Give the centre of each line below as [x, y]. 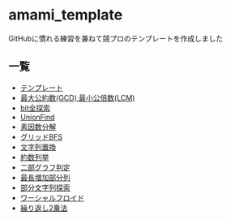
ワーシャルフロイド [52, 197]
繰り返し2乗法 [44, 208]
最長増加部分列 [45, 177]
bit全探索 [35, 108]
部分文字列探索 [45, 188]
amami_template [66, 15]
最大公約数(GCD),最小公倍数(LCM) [77, 97]
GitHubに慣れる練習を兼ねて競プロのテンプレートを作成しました [116, 38]
